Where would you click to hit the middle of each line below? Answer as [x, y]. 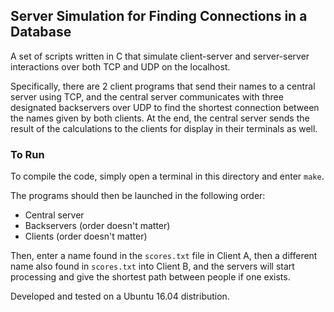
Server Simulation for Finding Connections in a [159, 16]
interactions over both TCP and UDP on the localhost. [120, 66]
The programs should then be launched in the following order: [138, 196]
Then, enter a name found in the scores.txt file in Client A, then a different [164, 256]
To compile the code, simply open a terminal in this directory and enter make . [167, 176]
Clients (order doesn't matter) [86, 236]
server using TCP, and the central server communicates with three [147, 96]
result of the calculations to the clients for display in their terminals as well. [164, 128]
